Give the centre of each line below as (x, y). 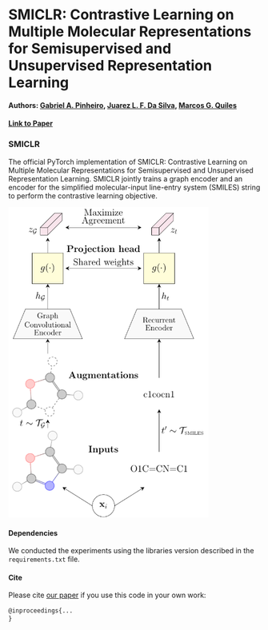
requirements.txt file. (44, 559)
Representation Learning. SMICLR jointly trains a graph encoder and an (126, 178)
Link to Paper (31, 124)
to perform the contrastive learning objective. (83, 195)
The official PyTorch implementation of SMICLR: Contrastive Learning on (128, 161)
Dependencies (33, 532)
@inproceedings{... (41, 611)
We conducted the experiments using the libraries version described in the (131, 551)
